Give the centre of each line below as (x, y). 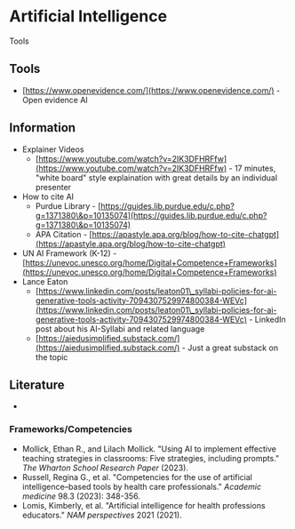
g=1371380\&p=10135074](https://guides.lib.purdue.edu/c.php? (151, 215)
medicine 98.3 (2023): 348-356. (81, 496)
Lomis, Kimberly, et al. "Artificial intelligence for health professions (144, 505)
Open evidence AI (55, 100)
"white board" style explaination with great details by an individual (156, 177)
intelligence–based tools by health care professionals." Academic (142, 486)
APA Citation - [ (64, 234)
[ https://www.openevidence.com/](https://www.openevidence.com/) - (151, 90)
